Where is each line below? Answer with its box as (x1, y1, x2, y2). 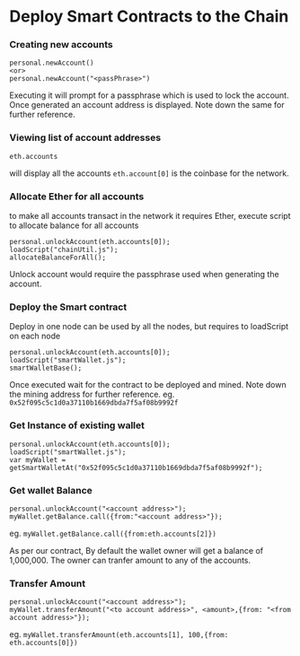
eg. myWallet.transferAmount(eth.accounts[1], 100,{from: (9, 629, 229, 640)
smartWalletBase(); (9, 363, 83, 373)
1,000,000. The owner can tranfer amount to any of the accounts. (9, 555, 251, 565)
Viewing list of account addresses (9, 132, 162, 144)
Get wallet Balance (9, 484, 93, 496)
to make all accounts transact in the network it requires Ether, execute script (9, 211, 291, 222)
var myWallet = (9, 455, 66, 464)
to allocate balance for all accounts (9, 220, 139, 231)
